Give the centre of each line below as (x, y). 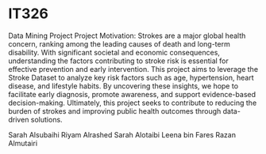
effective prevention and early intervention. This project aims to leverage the (133, 69)
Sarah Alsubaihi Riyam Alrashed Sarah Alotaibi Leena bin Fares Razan (122, 134)
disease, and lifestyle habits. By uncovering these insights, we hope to (123, 86)
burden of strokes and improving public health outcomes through (115, 111)
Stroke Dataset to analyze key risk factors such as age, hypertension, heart (131, 77)
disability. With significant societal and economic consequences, (114, 52)
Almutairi (23, 143)
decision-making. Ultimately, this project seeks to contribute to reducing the (133, 103)
